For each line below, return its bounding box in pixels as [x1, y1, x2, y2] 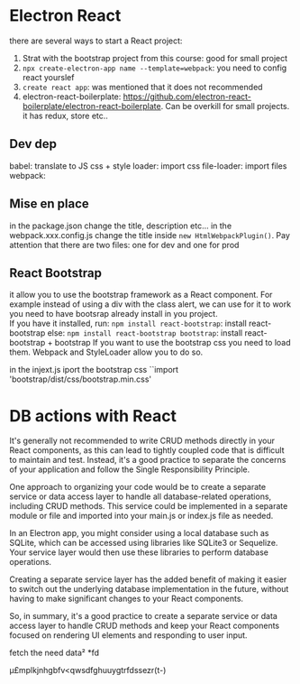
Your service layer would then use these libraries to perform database [9, 547, 268, 558]
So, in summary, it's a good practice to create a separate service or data [9, 611, 277, 622]
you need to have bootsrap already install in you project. [9, 309, 218, 319]
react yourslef [22, 71, 75, 82]
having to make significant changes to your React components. [9, 593, 244, 605]
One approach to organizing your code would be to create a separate [9, 482, 267, 493]
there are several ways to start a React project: [9, 35, 183, 46]
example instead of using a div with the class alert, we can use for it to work [9, 299, 291, 310]
